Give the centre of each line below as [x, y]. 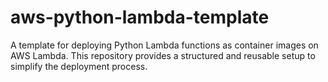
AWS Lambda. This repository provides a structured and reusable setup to [163, 55]
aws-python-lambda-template [140, 17]
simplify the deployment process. [79, 66]
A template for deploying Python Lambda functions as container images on [164, 45]
